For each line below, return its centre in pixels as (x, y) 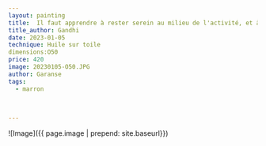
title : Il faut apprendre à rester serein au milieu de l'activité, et (131, 23)
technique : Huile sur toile (55, 45)
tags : (17, 81)
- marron (30, 89)
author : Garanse (35, 74)
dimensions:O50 (33, 52)
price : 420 (26, 60)
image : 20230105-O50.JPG (49, 67)
